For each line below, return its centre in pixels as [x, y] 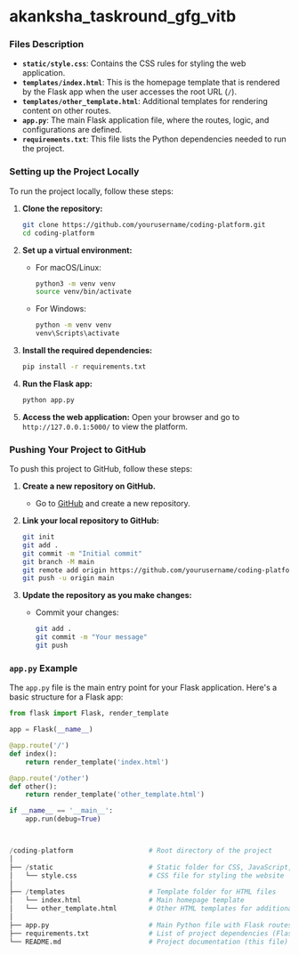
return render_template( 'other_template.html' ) [115, 795]
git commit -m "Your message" [92, 637]
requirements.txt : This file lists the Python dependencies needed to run [154, 139]
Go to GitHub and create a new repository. [113, 504]
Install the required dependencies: [87, 351]
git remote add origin [64, 570]
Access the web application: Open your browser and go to [131, 417]
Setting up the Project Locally [74, 172]
